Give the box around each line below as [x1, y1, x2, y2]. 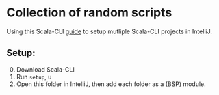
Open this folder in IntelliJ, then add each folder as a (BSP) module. [16, 80, 206, 88]
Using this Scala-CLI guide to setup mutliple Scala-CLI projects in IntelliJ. [6, 27, 213, 36]
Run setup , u [16, 72, 52, 81]
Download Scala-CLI [16, 65, 75, 73]
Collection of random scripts [6, 5, 172, 21]
